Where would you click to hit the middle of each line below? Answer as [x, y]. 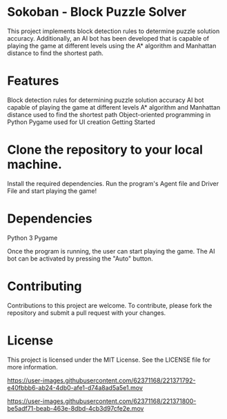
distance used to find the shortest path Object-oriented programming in [109, 114]
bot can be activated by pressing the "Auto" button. [80, 258]
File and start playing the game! [52, 191]
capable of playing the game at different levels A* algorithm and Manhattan [114, 107]
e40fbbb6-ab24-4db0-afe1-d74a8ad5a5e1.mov [75, 387]
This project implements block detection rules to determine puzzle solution [113, 31]
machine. [34, 164]
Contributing [45, 286]
